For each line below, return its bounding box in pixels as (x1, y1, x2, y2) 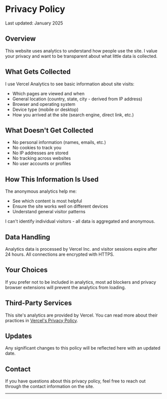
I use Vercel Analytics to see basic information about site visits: (5, 81, 135, 87)
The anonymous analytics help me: (5, 188, 77, 194)
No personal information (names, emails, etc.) (12, 139, 106, 145)
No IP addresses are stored (12, 150, 69, 156)
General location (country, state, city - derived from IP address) (12, 96, 143, 102)
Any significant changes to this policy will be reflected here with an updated (5, 345, 161, 351)
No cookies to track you (12, 145, 62, 151)
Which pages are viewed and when (12, 90, 84, 96)
